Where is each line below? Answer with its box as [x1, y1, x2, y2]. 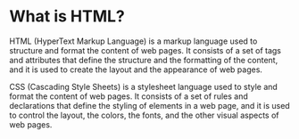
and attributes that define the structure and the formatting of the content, [9, 54, 278, 65]
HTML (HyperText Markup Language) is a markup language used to [9, 36, 258, 46]
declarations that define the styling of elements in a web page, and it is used [9, 100, 290, 110]
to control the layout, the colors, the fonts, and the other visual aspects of [9, 110, 279, 120]
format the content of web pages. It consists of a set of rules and [9, 91, 248, 102]
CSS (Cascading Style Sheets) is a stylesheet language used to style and [9, 81, 278, 92]
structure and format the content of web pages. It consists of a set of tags [9, 45, 282, 55]
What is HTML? [9, 6, 125, 27]
